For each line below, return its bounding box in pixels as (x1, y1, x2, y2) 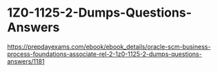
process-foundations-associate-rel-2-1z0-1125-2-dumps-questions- (7, 50, 202, 58)
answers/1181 (7, 57, 45, 65)
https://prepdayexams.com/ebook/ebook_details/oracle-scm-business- (7, 42, 211, 51)
